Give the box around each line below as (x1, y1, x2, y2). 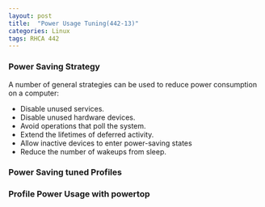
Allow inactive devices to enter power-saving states (19, 138, 192, 148)
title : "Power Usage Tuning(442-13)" (8, 19, 139, 27)
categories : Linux (8, 27, 70, 35)
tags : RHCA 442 (8, 34, 60, 43)
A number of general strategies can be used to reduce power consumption (8, 79, 257, 89)
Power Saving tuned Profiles (8, 167, 123, 178)
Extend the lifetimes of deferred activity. (19, 129, 154, 139)
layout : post (8, 11, 53, 20)
